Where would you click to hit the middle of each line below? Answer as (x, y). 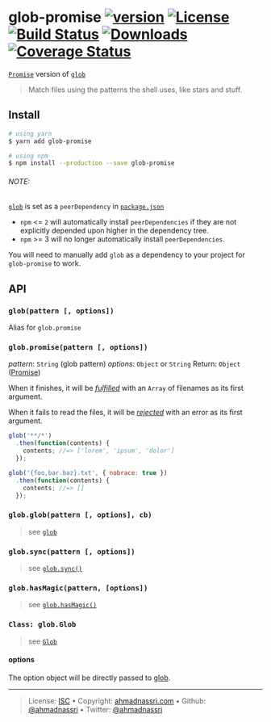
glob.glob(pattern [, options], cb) (80, 515)
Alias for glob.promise (45, 328)
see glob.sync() (55, 569)
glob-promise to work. (45, 263)
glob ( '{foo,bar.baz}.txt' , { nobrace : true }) (88, 472)
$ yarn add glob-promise (50, 141)
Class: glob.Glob (42, 625)
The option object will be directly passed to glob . (90, 678)
